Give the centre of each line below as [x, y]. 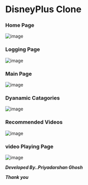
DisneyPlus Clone [43, 9]
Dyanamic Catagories [33, 98]
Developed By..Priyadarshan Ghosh [44, 167]
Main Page [19, 74]
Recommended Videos [34, 122]
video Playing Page [30, 146]
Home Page [20, 25]
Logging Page [23, 49]
